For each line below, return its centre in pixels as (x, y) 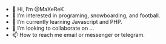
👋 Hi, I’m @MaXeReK (38, 9)
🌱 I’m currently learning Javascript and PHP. (67, 22)
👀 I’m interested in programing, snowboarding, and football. (86, 15)
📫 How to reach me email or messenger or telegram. (78, 35)
